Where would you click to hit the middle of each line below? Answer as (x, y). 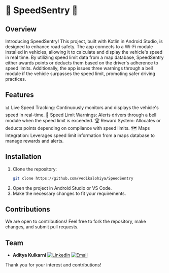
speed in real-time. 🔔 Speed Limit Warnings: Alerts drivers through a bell (81, 115)
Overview (21, 29)
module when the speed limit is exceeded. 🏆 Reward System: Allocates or (83, 120)
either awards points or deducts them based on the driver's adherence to (82, 63)
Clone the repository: (35, 169)
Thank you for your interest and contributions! (53, 265)
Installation (23, 157)
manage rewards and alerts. (35, 141)
